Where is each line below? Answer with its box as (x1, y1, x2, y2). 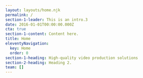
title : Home (5, 36, 31, 42)
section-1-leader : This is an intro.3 (5, 17, 88, 22)
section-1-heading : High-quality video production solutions (5, 55, 138, 61)
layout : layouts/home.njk (5, 7, 60, 13)
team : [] (5, 65, 24, 70)
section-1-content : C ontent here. (5, 31, 79, 36)
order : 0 (10, 50, 29, 55)
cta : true (5, 27, 27, 32)
